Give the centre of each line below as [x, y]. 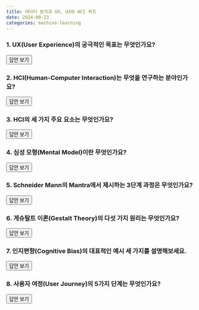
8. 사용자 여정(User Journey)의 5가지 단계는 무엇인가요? [83, 284]
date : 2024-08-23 [28, 17]
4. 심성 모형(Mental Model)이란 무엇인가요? [66, 153]
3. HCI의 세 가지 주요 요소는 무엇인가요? [60, 119]
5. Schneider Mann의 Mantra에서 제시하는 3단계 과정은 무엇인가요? [100, 185]
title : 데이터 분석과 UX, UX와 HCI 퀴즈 [51, 12]
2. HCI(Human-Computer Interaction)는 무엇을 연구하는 [85, 77]
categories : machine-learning [44, 23]
